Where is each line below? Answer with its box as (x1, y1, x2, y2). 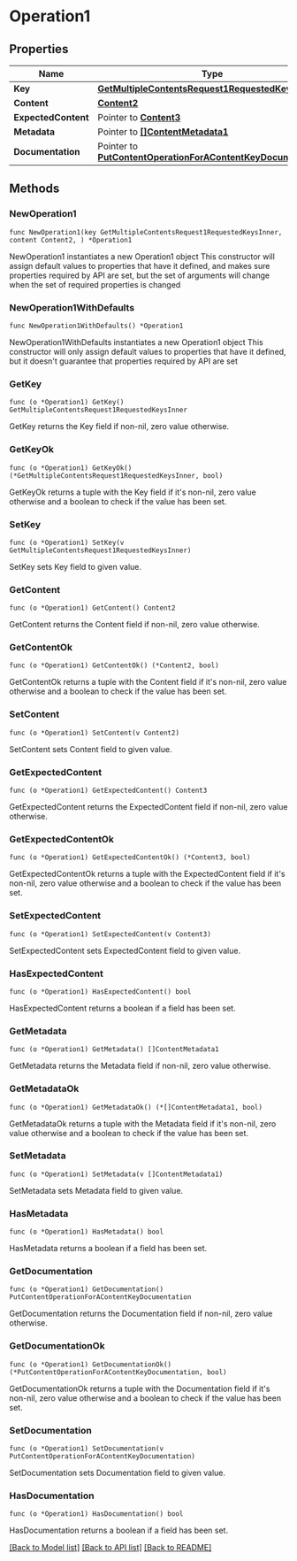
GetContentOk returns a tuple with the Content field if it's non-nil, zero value (9, 677, 287, 688)
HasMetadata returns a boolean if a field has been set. (9, 1243, 208, 1254)
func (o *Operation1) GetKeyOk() (9, 463, 133, 473)
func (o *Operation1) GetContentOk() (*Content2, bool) (9, 661, 219, 670)
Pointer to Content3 (97, 111, 181, 123)
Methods (9, 181, 60, 196)
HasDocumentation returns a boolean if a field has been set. (9, 1525, 228, 1536)
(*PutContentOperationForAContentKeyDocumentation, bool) (9, 1367, 227, 1377)
